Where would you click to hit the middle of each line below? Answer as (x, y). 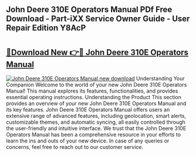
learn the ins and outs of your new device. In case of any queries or (88, 141)
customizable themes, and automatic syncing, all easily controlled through (96, 122)
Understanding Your (160, 78)
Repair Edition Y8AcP (46, 28)
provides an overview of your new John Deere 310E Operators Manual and (96, 103)
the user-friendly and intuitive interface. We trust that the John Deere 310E (96, 128)
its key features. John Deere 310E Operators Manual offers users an (88, 110)
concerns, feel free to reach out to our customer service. (75, 147)
